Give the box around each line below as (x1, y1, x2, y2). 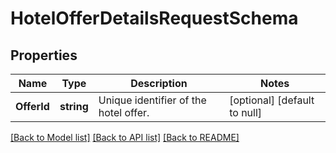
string (59, 100, 89, 113)
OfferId (15, 100, 50, 113)
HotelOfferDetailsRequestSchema (10, 7, 299, 30)
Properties (10, 47, 78, 64)
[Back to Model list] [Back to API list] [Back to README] (10, 132, 240, 143)
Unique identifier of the (98, 93, 207, 107)
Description (130, 77, 188, 90)
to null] (229, 106, 263, 119)
